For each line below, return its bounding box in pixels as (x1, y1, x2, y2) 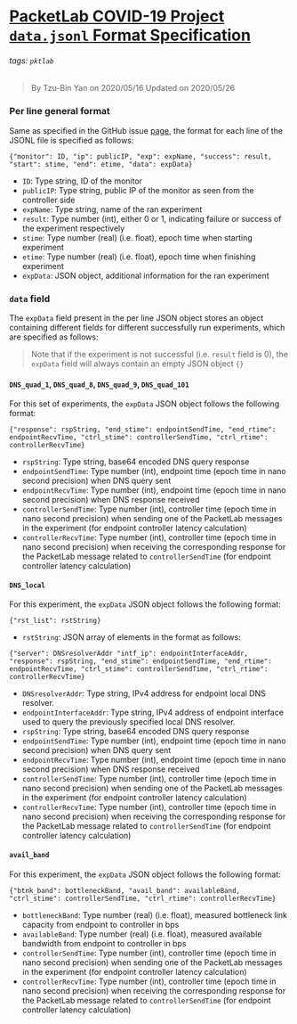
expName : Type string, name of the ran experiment (21, 203, 203, 215)
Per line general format (9, 105, 111, 118)
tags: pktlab (9, 55, 54, 66)
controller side (21, 194, 76, 205)
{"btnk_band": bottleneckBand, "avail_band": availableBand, (9, 886, 241, 895)
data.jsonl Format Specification (9, 25, 252, 45)
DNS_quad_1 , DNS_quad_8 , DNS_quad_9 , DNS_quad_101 (9, 379, 189, 389)
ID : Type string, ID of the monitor (21, 176, 143, 186)
